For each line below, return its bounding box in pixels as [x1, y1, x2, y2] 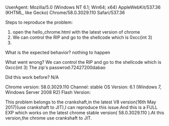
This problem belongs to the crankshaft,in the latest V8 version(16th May [5, 99, 156, 105]
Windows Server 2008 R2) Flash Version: [5, 89, 91, 95]
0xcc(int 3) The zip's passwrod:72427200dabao [5, 65, 106, 70]
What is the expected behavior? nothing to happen [5, 50, 110, 55]
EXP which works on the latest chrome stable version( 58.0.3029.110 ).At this [5, 110, 164, 115]
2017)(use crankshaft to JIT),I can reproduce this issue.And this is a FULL [5, 104, 158, 110]
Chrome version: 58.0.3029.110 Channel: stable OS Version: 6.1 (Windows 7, [5, 84, 162, 90]
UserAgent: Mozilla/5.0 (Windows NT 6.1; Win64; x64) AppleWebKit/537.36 [5, 5, 161, 10]
